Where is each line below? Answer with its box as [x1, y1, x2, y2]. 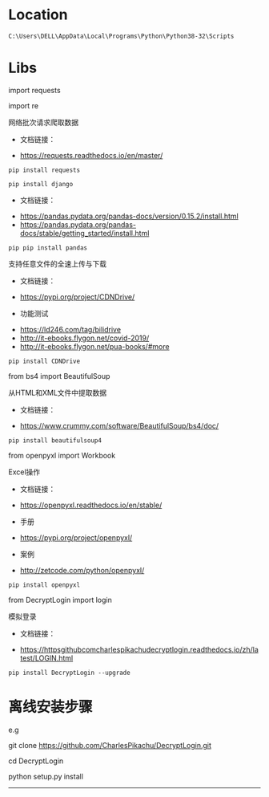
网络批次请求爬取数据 [8, 117, 78, 127]
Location [8, 6, 68, 24]
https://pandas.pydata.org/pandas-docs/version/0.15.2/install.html [19, 211, 239, 221]
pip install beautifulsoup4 [8, 436, 102, 445]
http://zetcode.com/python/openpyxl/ [19, 565, 145, 575]
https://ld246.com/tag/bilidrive [19, 324, 122, 334]
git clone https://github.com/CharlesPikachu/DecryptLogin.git [8, 740, 212, 750]
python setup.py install [8, 771, 84, 781]
